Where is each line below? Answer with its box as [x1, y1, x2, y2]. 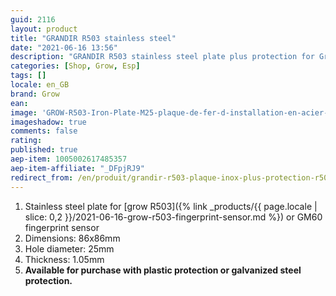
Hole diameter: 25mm [24, 242, 115, 255]
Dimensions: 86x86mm [24, 232, 121, 244]
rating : [10, 136, 43, 146]
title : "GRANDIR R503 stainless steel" [10, 33, 177, 43]
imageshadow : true [10, 117, 87, 127]
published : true [10, 145, 78, 155]
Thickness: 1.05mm [24, 253, 105, 265]
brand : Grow [10, 89, 60, 99]
